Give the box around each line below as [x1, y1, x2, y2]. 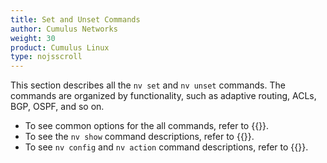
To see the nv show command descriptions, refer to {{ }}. [24, 131, 255, 143]
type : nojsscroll [10, 52, 83, 62]
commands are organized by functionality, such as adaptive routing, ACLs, [10, 90, 317, 102]
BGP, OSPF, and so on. [10, 101, 105, 113]
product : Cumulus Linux [10, 42, 110, 53]
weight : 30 [10, 33, 56, 43]
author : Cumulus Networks [10, 24, 118, 34]
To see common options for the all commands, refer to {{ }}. [24, 120, 270, 132]
